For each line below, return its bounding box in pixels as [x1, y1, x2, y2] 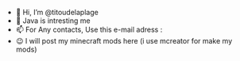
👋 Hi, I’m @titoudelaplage [15, 8, 99, 17]
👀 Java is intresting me [15, 16, 91, 25]
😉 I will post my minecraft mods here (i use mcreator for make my [15, 36, 233, 45]
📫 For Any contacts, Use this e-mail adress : [15, 25, 163, 34]
